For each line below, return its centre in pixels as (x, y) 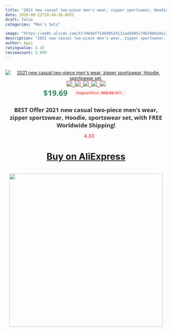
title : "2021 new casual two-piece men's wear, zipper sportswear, (79, 10)
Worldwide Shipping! (86, 125)
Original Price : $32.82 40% (99, 93)
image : (12, 34)
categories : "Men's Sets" (33, 24)
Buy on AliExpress (86, 157)
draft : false (19, 19)
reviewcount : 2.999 (26, 52)
